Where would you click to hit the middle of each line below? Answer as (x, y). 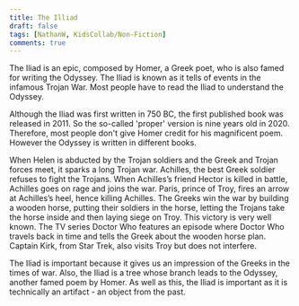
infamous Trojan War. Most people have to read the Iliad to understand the (147, 87)
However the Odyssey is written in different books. (103, 143)
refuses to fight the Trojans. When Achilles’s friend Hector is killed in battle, (149, 179)
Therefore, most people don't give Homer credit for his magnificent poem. (146, 133)
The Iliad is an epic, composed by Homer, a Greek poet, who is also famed (147, 68)
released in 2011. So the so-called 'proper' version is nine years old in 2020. (149, 124)
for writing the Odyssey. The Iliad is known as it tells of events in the (135, 78)
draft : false (34, 26)
